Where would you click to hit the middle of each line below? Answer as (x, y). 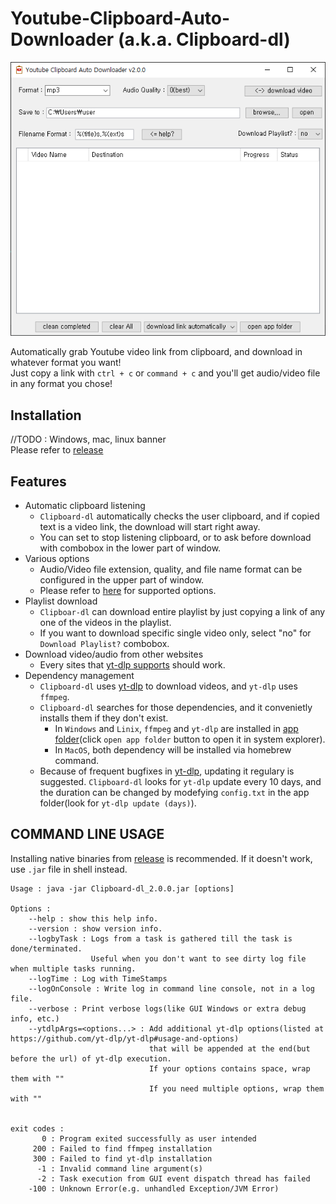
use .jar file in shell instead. (69, 869)
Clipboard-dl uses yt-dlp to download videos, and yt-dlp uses (168, 686)
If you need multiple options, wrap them (236, 1088)
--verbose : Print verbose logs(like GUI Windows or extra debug (167, 1008)
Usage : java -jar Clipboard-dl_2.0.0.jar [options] (122, 888)
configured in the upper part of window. (122, 580)
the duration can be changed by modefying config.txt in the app (174, 793)
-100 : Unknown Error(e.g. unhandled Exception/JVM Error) (154, 1188)
